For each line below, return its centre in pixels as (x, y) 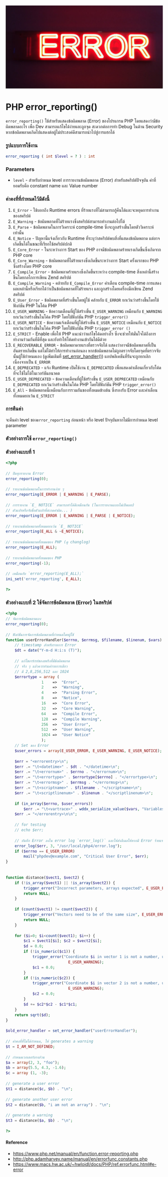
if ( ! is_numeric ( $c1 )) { (49, 952)
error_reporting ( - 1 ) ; (28, 563)
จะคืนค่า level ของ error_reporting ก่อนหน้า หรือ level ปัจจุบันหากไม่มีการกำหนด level (82, 420)
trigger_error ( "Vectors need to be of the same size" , (82, 915)
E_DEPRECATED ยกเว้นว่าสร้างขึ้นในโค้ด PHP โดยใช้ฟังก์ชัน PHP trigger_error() (84, 384)
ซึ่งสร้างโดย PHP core (32, 266)
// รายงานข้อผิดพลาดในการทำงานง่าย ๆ (35, 489)
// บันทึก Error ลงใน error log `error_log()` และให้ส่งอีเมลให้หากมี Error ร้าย (87, 840)
